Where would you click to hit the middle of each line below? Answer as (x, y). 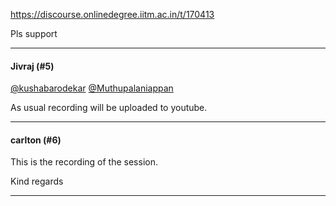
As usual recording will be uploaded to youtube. (109, 108)
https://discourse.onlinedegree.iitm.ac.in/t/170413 (112, 14)
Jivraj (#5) (32, 66)
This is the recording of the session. (84, 162)
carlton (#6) (36, 140)
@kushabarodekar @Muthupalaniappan (92, 88)
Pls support (34, 33)
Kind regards (37, 181)
